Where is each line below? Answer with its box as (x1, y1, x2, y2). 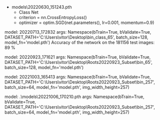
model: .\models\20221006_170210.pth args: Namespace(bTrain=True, (4, 94, 144, 100)
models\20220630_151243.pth (11, 4, 72, 10)
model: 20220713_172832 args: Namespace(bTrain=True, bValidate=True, (4, 29, 151, 35)
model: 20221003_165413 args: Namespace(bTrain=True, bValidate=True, (4, 74, 151, 80)
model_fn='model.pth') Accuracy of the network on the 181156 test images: (4, 40, 155, 45)
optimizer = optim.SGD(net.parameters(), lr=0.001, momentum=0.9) (18, 20, 155, 25)
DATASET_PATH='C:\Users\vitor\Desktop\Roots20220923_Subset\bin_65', (4, 60, 153, 65)
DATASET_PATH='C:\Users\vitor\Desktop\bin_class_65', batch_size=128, (4, 34, 149, 40)
